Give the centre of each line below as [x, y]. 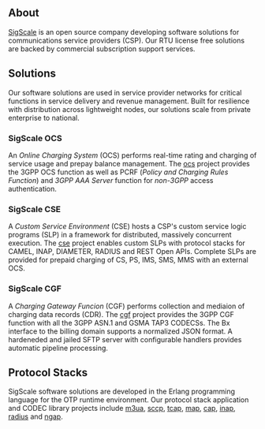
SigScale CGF [35, 289]
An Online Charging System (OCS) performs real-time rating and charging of [132, 155]
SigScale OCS [35, 138]
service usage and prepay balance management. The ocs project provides [129, 163]
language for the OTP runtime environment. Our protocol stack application [129, 400]
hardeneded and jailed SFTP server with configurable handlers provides [125, 339]
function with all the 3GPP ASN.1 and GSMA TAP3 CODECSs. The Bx [119, 323]
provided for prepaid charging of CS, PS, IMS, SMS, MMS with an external [128, 260]
